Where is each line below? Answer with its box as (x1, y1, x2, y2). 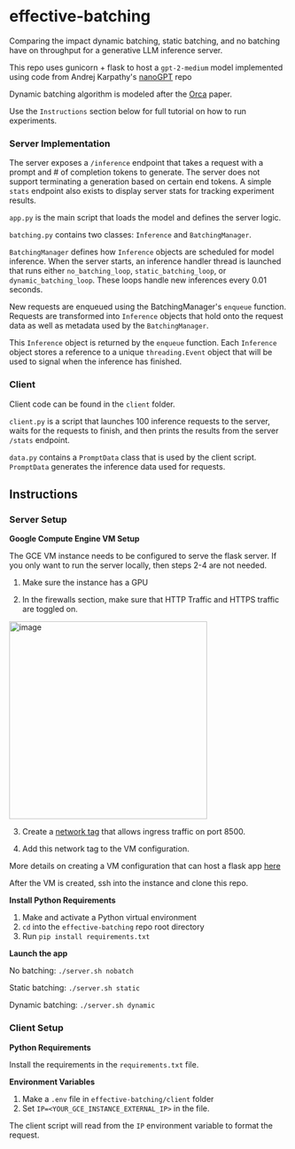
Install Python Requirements (9, 895, 117, 905)
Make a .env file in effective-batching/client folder (21, 1093, 214, 1104)
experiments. (9, 115, 58, 126)
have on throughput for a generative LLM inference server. (9, 44, 223, 55)
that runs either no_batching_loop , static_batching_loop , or (9, 266, 227, 276)
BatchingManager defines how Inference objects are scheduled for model (9, 246, 275, 258)
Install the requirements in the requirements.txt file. (9, 1059, 199, 1069)
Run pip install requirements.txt (21, 931, 151, 942)
